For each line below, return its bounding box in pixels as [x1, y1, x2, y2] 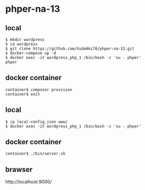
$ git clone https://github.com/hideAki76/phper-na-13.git [5, 46, 135, 51]
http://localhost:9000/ [5, 179, 52, 185]
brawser [5, 165, 33, 174]
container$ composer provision [5, 87, 72, 92]
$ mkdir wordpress [5, 37, 45, 42]
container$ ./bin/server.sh [5, 151, 66, 157]
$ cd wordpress [5, 42, 38, 47]
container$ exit [5, 91, 40, 97]
